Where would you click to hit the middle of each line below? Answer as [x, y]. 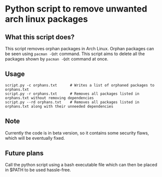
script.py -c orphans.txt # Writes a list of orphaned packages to [80, 85]
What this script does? [40, 37]
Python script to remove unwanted [76, 9]
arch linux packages [46, 19]
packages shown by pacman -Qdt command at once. [57, 59]
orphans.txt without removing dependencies [50, 98]
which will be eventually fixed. [35, 138]
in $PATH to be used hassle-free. [38, 170]
